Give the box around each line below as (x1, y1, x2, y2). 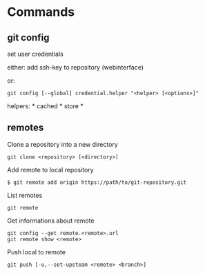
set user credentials (7, 50, 64, 58)
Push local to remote (7, 247, 66, 256)
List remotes (7, 191, 43, 199)
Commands (7, 4, 75, 20)
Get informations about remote (7, 216, 95, 225)
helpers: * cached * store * (7, 102, 84, 110)
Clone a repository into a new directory (7, 140, 119, 148)
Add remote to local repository (7, 165, 95, 174)
